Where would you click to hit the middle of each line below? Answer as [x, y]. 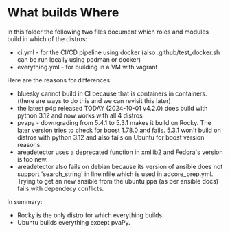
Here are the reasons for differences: [59, 80]
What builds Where [63, 13]
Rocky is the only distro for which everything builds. [90, 215]
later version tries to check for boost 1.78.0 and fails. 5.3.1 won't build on [119, 130]
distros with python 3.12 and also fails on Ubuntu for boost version [111, 137]
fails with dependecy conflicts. [60, 188]
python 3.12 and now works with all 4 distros [80, 115]
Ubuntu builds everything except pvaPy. [73, 222]
